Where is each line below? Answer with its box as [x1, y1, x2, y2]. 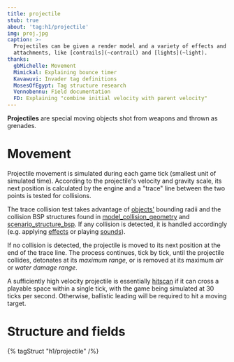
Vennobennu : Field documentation [13, 88, 111, 95]
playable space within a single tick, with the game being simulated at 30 [7, 284, 214, 293]
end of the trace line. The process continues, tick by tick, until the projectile [7, 248, 225, 256]
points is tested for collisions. [7, 191, 92, 200]
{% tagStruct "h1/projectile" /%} [7, 347, 99, 355]
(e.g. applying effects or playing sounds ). [7, 227, 126, 235]
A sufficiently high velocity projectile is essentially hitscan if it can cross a [7, 277, 219, 285]
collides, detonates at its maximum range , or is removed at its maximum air [7, 256, 224, 264]
